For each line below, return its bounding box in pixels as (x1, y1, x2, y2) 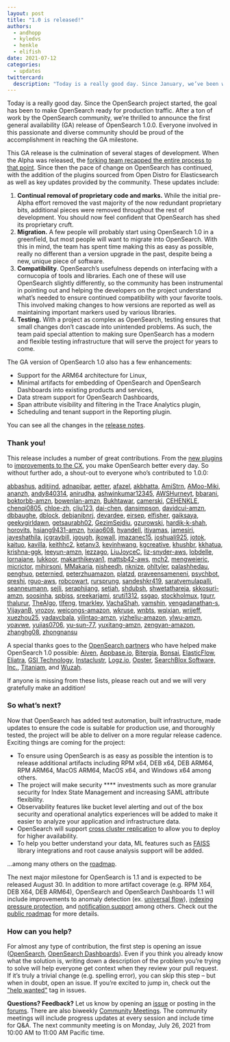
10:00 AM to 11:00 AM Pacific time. (7, 1028, 105, 1037)
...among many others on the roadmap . (7, 859, 117, 868)
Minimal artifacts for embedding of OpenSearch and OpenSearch (16, 378, 201, 387)
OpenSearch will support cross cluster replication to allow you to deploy (16, 824, 220, 833)
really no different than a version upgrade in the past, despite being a (16, 250, 212, 258)
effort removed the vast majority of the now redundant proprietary (35, 199, 222, 207)
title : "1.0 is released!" (7, 16, 84, 23)
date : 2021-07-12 (7, 55, 57, 62)
